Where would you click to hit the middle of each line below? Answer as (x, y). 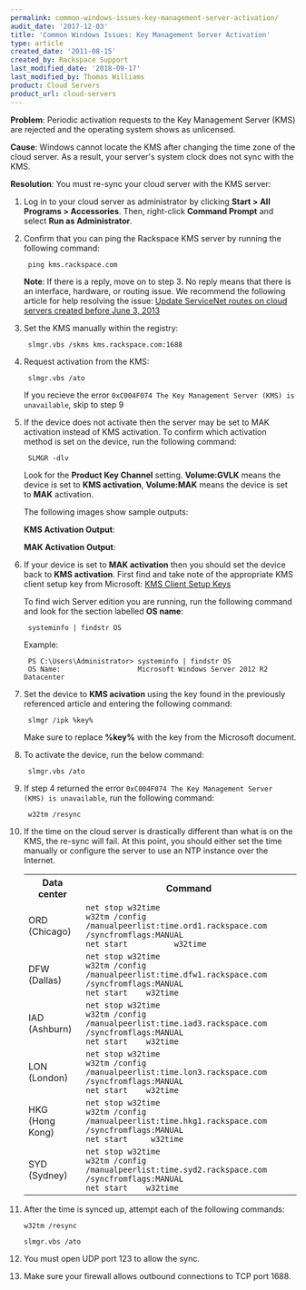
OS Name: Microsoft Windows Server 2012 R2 (148, 669)
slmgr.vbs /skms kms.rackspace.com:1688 (105, 345)
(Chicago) (49, 931)
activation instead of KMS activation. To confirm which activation (145, 431)
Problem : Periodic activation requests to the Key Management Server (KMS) (153, 120)
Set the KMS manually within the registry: (101, 328)
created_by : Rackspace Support (69, 60)
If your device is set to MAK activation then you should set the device (154, 565)
